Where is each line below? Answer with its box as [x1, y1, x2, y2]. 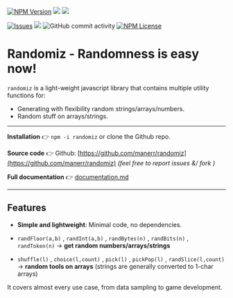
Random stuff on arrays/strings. [17, 112, 109, 120]
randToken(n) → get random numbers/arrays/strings [17, 241, 171, 249]
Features [7, 202, 46, 214]
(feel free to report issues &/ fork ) [117, 158, 216, 167]
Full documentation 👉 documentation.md [7, 172, 130, 181]
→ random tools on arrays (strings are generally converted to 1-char [17, 262, 214, 270]
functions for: [7, 91, 46, 99]
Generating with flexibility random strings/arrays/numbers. [17, 104, 185, 113]
